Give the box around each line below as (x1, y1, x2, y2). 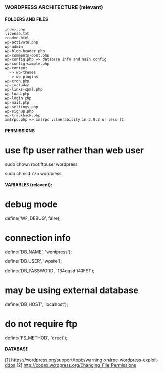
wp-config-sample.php (5, 61, 50, 66)
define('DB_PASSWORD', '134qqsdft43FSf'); (5, 268, 95, 274)
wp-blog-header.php (5, 49, 45, 54)
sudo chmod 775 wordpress (5, 171, 62, 176)
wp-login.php (5, 96, 32, 101)
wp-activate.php (5, 40, 38, 45)
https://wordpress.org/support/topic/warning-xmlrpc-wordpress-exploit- (11, 357, 159, 363)
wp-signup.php (5, 109, 34, 114)
